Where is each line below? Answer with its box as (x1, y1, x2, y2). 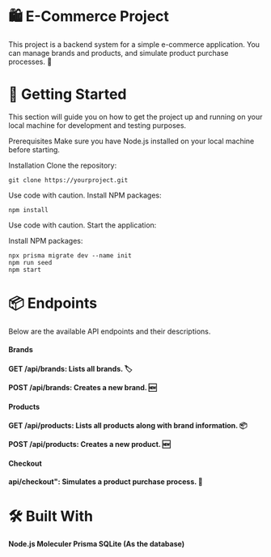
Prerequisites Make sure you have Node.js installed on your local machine (8, 136, 255, 146)
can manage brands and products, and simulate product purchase (8, 48, 229, 57)
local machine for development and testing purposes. (8, 120, 187, 130)
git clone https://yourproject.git (8, 176, 129, 184)
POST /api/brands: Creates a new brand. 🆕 (8, 383, 157, 392)
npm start (8, 266, 42, 274)
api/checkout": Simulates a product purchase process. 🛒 (8, 477, 204, 487)
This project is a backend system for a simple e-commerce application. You (8, 39, 260, 49)
